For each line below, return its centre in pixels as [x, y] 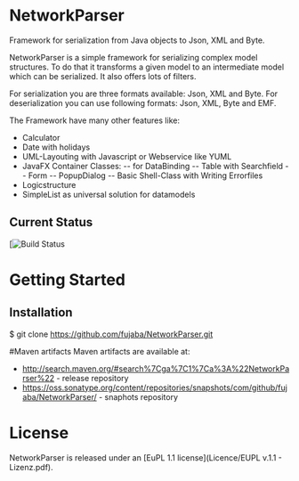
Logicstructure [49, 184]
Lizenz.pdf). [31, 467]
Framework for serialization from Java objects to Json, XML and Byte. [137, 40]
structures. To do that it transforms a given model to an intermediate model [147, 67]
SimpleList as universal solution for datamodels [109, 194]
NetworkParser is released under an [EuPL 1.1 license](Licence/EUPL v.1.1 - [145, 457]
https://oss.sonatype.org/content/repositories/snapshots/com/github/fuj [154, 387]
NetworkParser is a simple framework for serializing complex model [133, 57]
